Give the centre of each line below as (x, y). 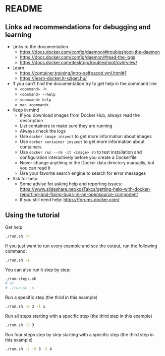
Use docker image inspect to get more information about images (86, 136)
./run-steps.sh (21, 279)
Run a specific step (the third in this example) (51, 297)
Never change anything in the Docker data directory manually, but (87, 163)
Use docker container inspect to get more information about (82, 142)
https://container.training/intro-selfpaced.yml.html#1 (73, 73)
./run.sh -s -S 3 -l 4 (28, 349)
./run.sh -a (17, 260)
